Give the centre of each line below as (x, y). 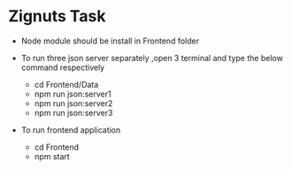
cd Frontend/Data (66, 84)
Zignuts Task (57, 16)
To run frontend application (71, 129)
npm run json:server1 (73, 94)
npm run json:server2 (73, 103)
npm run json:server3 (73, 112)
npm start (52, 156)
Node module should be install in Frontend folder (110, 41)
